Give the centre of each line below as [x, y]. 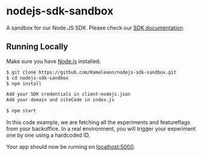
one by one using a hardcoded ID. [48, 135]
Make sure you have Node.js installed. [54, 61]
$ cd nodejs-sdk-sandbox [37, 78]
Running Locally [37, 47]
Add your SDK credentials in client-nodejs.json [68, 95]
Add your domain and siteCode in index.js [60, 100]
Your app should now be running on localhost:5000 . [71, 147]
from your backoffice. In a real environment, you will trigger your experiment [101, 129]
